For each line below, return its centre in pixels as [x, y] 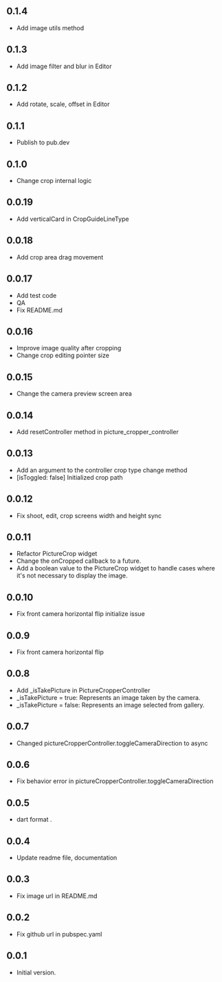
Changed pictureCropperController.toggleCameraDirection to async [112, 743]
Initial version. [36, 972]
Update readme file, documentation [67, 858]
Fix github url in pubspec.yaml [59, 934]
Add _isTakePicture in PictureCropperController [83, 690]
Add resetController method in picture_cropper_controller [98, 431]
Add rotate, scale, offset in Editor [63, 104]
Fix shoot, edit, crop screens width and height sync [89, 515]
